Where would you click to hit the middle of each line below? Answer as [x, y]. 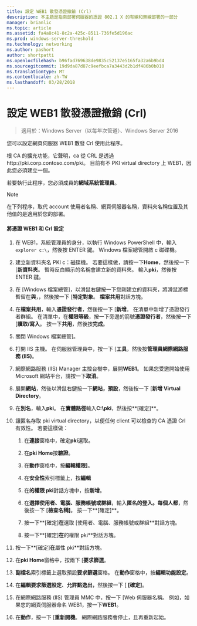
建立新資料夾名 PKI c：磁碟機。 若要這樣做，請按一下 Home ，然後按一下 [102, 262]
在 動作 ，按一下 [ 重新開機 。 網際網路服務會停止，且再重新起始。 [92, 617]
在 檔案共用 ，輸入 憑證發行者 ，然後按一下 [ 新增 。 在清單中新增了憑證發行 [102, 309]
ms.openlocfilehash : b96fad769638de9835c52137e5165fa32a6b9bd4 [86, 60]
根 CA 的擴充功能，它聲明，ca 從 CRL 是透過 [60, 155]
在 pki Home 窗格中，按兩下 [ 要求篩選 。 [62, 560]
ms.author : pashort [30, 50]
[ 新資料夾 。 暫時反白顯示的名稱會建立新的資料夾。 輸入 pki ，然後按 [96, 270]
